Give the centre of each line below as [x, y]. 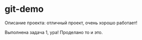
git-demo [24, 9]
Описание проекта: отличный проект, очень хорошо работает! [71, 23]
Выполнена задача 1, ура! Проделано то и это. [54, 32]
